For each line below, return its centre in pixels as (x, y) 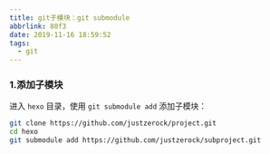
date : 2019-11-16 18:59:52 (60, 34)
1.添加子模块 (36, 85)
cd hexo (24, 132)
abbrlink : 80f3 (38, 26)
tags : (19, 43)
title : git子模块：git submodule (70, 18)
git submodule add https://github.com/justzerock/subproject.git (135, 140)
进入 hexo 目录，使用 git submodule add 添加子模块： (108, 106)
